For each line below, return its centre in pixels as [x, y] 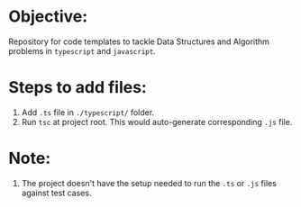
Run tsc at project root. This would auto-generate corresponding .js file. [157, 121]
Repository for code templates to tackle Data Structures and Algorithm [139, 41]
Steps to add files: [78, 88]
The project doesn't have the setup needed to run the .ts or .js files [149, 183]
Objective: [48, 17]
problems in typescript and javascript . [82, 50]
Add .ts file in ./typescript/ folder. [88, 112]
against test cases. [56, 193]
